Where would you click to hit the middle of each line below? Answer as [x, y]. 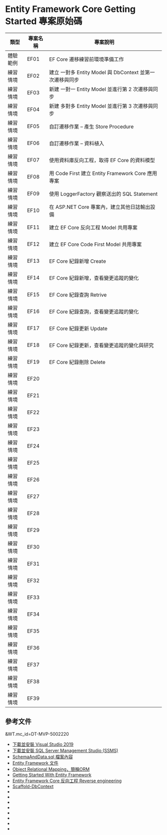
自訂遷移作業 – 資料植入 [77, 143]
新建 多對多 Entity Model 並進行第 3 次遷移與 [101, 106]
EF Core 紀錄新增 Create [78, 261]
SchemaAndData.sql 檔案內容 [42, 757]
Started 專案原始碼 [44, 21]
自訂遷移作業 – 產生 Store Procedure [91, 127]
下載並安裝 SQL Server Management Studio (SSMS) [65, 750]
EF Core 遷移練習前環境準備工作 [86, 59]
